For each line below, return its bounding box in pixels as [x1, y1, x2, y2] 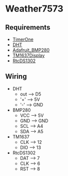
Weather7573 [5, 3, 64, 15]
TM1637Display [12, 52, 45, 58]
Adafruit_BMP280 [12, 47, 50, 53]
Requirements [5, 23, 50, 32]
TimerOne [12, 36, 34, 42]
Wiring [5, 72, 27, 81]
